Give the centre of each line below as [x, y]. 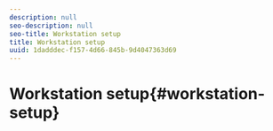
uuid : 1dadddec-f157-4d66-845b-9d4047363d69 [93, 50]
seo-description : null [51, 26]
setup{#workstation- [185, 94]
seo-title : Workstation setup [65, 34]
